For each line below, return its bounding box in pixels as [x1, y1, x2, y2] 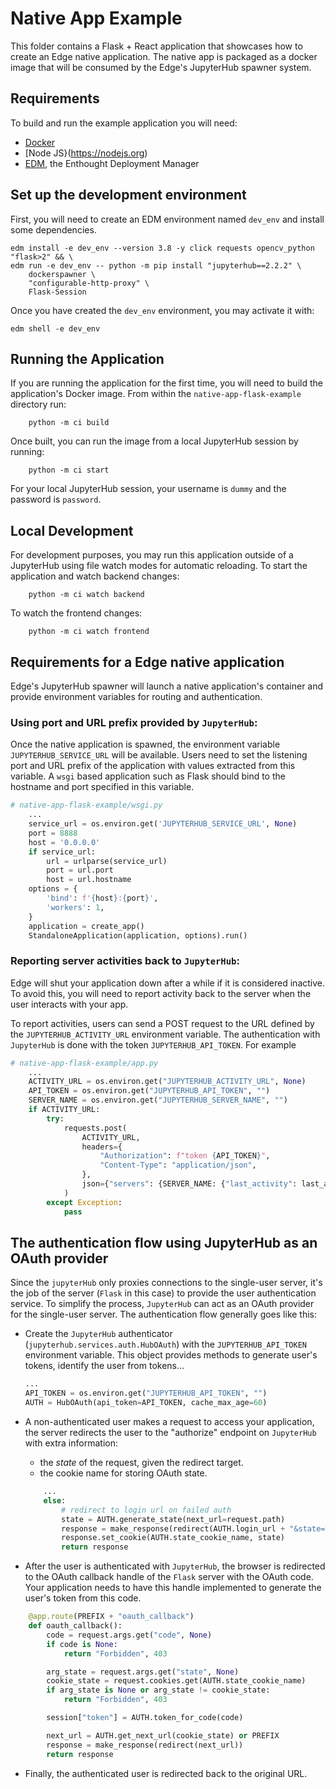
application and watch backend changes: [10, 570, 180, 582]
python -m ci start [28, 465, 110, 476]
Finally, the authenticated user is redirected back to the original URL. [24, 1767, 308, 1779]
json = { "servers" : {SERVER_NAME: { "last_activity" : [81, 1179, 298, 1189]
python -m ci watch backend [28, 590, 145, 600]
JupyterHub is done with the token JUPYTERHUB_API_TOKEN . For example [10, 1038, 297, 1051]
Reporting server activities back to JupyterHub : [10, 954, 240, 968]
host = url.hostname [46, 875, 132, 885]
